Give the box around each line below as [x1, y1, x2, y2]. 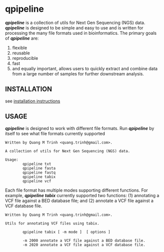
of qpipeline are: [5, 35, 39, 41]
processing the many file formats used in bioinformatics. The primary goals [5, 30, 157, 36]
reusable [12, 50, 30, 56]
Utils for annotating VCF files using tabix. [5, 221, 99, 226]
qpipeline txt [23, 161, 51, 166]
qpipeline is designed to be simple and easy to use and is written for [5, 25, 143, 30]
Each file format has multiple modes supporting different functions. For [5, 187, 148, 193]
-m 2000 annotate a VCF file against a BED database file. [23, 238, 146, 243]
